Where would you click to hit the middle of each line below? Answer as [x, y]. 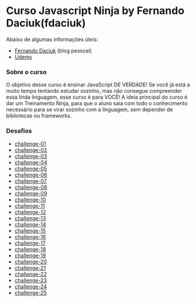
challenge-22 [30, 274]
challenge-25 [30, 293]
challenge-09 [31, 193]
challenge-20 [31, 262]
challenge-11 [30, 206]
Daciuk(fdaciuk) [46, 23]
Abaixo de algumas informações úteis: [52, 39]
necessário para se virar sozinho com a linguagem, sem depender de [90, 110]
